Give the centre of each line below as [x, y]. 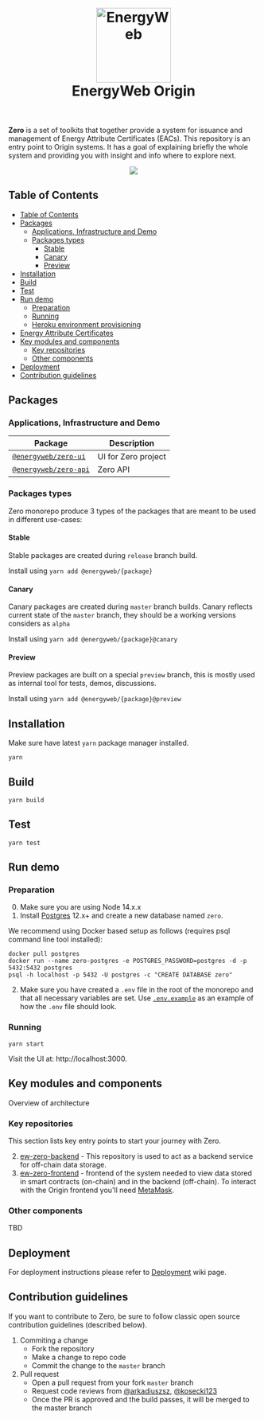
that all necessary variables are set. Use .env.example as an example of [137, 998]
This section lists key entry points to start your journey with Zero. [115, 1140]
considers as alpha [39, 624]
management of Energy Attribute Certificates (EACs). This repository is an [129, 138]
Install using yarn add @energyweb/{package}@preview [95, 699]
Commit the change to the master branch [98, 1365]
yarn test [25, 843]
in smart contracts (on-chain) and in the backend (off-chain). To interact [138, 1181]
